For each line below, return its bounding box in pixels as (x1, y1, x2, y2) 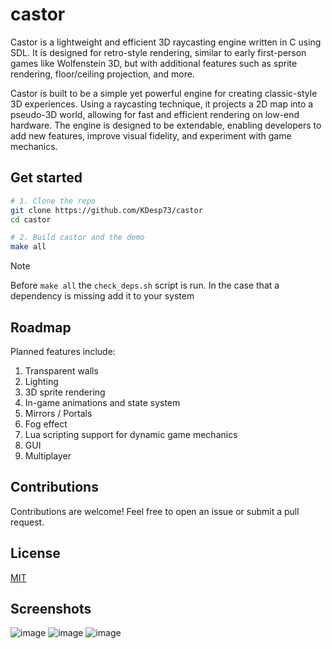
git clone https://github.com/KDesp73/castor (10, 205, 203, 215)
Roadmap (10, 319, 72, 336)
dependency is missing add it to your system (10, 290, 195, 302)
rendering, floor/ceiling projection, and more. (10, 68, 195, 80)
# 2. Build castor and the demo (10, 233, 145, 243)
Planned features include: (10, 345, 116, 357)
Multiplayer (24, 449, 72, 462)
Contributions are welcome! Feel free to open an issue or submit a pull (10, 505, 300, 517)
